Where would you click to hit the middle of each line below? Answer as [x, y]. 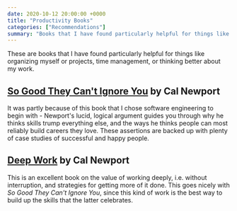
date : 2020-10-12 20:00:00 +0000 [57, 14]
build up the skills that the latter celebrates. [70, 200]
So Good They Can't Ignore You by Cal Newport [114, 91]
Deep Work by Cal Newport [68, 160]
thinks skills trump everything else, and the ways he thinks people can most [118, 123]
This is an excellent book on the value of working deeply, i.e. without [107, 177]
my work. [21, 69]
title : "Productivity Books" [50, 21]
